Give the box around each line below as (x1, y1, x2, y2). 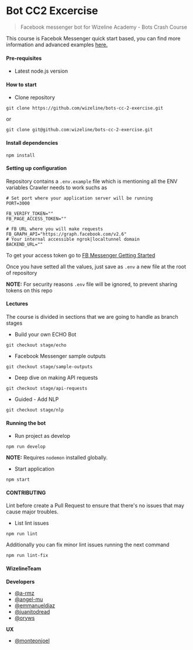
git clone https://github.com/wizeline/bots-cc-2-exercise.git (6, 106, 164, 111)
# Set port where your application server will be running (6, 195, 153, 201)
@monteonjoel (14, 637, 50, 644)
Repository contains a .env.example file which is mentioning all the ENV (6, 178, 178, 185)
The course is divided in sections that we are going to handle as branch (6, 313, 178, 320)
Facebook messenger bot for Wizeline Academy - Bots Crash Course (20, 23, 187, 30)
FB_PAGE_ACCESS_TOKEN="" (6, 216, 67, 222)
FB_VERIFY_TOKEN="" (6, 210, 54, 216)
